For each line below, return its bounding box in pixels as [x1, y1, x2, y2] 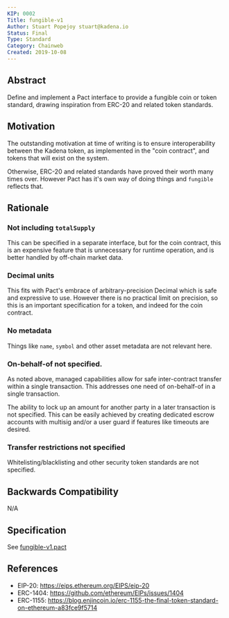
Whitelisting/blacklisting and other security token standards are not [7, 458, 199, 467]
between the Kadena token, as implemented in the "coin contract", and [7, 147, 210, 155]
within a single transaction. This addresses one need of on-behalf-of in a [7, 383, 216, 391]
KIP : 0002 [7, 10, 36, 17]
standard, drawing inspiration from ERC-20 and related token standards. [7, 100, 214, 108]
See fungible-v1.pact [7, 543, 67, 551]
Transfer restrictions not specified [7, 442, 126, 452]
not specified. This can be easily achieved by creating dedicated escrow [7, 410, 214, 419]
